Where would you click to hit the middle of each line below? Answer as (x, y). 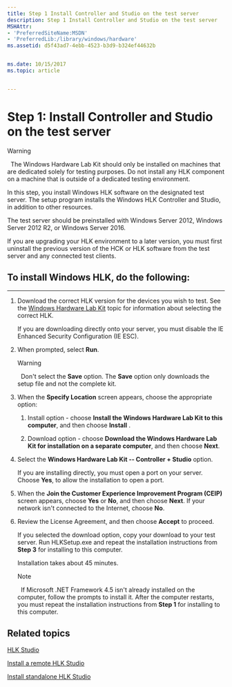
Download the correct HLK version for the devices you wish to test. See (119, 301)
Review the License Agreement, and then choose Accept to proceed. (116, 521)
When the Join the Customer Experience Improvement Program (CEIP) (120, 493)
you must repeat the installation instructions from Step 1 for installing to (118, 604)
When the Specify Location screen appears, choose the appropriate (115, 397)
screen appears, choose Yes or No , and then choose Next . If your (111, 500)
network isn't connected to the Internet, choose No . (91, 508)
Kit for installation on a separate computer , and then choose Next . (124, 446)
